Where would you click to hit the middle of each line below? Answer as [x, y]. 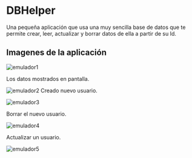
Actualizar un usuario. [34, 137]
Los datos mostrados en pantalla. [48, 78]
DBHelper [31, 11]
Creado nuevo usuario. [69, 90]
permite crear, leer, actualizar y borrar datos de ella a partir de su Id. [91, 33]
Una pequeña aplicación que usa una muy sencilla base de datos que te [96, 27]
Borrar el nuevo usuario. [36, 114]
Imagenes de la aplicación [57, 53]
